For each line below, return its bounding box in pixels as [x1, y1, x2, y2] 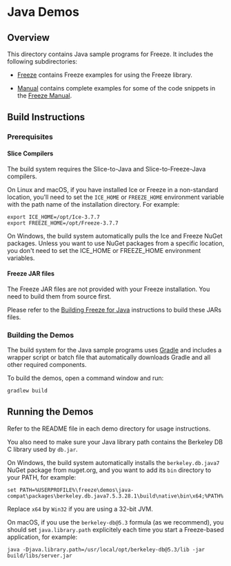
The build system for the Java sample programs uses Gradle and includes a [7, 346, 222, 355]
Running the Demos [7, 406, 94, 418]
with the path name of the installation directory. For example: [7, 200, 180, 208]
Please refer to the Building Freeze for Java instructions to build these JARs [7, 305, 222, 314]
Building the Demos [7, 330, 74, 339]
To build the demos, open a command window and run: [7, 374, 164, 382]
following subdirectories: [7, 57, 78, 66]
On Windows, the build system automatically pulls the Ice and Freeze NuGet [7, 232, 223, 240]
